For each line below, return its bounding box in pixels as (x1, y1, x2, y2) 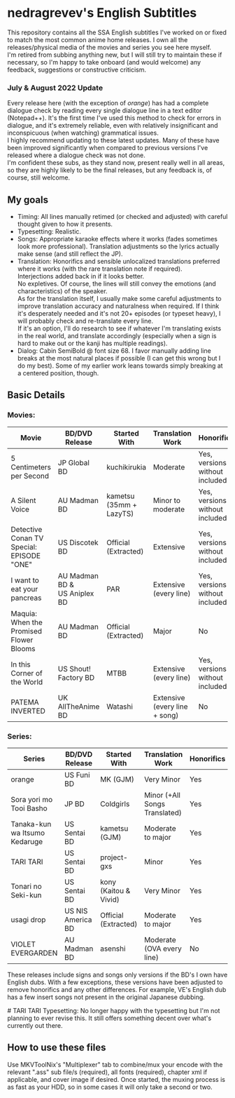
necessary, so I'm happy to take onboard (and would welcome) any (7, 58, 201, 66)
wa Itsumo (10, 828, 45, 838)
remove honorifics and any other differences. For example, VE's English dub (7, 986, 227, 994)
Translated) (144, 808, 182, 818)
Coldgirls (100, 799, 130, 809)
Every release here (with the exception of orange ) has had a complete (7, 99, 209, 107)
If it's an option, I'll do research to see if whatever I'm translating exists (17, 324, 222, 333)
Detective (10, 524, 43, 534)
